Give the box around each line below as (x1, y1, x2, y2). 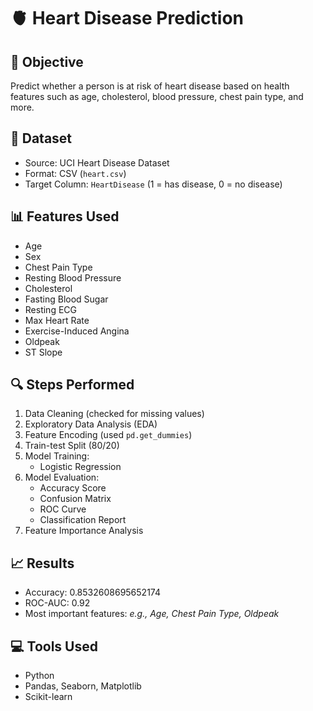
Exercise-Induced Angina (24, 325, 130, 337)
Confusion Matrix (39, 493, 112, 505)
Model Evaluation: (24, 471, 100, 484)
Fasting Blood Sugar (24, 293, 109, 305)
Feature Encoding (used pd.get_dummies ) (24, 429, 193, 441)
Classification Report (39, 514, 127, 526)
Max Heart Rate (24, 314, 90, 326)
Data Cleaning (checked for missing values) (24, 408, 205, 420)
